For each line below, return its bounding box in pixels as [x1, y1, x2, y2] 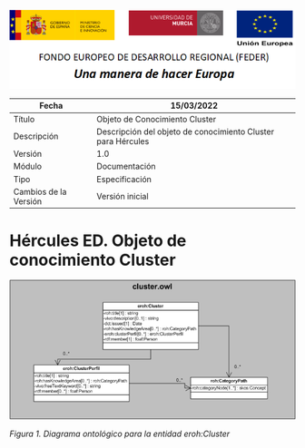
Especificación [96, 173, 152, 184]
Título [13, 113, 35, 124]
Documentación [96, 161, 156, 172]
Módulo [13, 161, 43, 172]
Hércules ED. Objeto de [9, 230, 187, 250]
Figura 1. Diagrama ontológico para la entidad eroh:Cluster [9, 428, 231, 439]
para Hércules [96, 135, 150, 146]
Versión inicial [96, 191, 149, 202]
